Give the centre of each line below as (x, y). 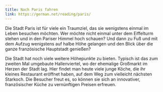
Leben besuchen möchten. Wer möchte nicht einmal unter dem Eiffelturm (79, 33)
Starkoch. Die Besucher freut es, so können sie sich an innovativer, (73, 79)
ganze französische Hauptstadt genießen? (48, 49)
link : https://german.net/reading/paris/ (48, 14)
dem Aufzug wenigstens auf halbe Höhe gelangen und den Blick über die (79, 44)
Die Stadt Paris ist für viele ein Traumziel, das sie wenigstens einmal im (77, 28)
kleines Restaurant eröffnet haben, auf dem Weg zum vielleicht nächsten (79, 74)
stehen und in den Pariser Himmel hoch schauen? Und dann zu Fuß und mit (81, 38)
